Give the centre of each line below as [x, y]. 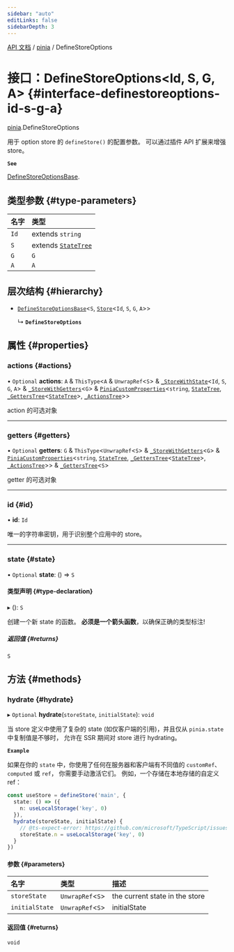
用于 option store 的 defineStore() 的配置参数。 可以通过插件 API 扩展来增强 [117, 142]
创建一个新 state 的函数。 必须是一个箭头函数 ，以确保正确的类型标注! [106, 621]
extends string [56, 234]
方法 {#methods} [45, 680]
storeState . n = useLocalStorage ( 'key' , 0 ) [82, 834]
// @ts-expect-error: [51, 828]
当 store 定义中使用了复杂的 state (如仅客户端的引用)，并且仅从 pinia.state [116, 729]
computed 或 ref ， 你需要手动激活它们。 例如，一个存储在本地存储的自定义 [113, 773]
